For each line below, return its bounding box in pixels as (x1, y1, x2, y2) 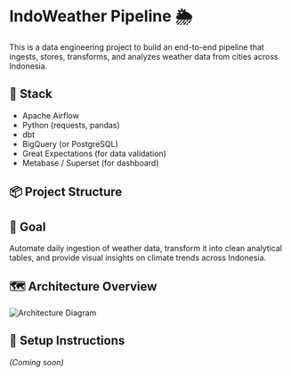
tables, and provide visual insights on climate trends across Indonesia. (9, 252, 267, 263)
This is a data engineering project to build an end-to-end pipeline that (9, 41, 264, 53)
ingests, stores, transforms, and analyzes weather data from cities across (9, 51, 279, 61)
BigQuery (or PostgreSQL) (21, 138, 118, 149)
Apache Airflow (21, 110, 80, 120)
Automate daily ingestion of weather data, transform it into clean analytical (9, 242, 283, 253)
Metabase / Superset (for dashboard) (21, 157, 159, 168)
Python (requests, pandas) (21, 119, 120, 130)
